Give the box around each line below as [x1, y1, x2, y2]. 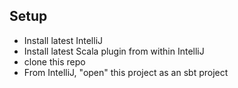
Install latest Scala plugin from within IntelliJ [23, 45, 205, 57]
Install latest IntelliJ [23, 34, 104, 46]
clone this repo [23, 55, 86, 68]
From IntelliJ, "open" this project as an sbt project [23, 66, 229, 78]
